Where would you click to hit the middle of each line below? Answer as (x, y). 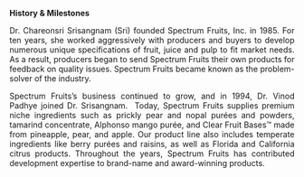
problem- (277, 69)
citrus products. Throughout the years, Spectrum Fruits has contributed (152, 154)
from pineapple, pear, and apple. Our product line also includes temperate (152, 134)
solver (21, 79)
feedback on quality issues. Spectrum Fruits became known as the (134, 69)
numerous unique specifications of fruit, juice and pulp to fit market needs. (152, 50)
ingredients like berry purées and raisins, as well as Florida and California (152, 144)
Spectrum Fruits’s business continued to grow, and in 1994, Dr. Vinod (152, 96)
